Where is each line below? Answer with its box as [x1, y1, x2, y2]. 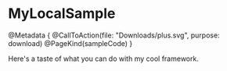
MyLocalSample [8, 5, 116, 23]
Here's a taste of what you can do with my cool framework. [8, 54, 200, 63]
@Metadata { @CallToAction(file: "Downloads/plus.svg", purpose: [8, 30, 221, 40]
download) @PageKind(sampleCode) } [8, 38, 133, 48]
